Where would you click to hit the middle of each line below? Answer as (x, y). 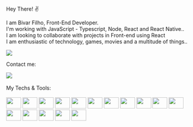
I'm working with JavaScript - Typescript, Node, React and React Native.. (95, 29)
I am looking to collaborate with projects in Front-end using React (86, 35)
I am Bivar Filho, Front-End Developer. (52, 23)
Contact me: (21, 64)
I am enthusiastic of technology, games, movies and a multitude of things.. (97, 42)
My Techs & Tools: (29, 88)
